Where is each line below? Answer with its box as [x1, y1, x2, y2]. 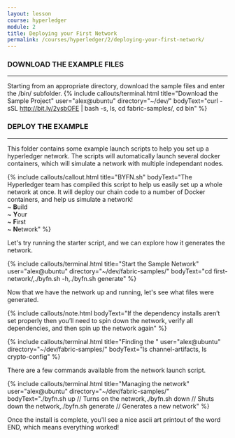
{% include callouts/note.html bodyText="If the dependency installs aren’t [7, 309, 220, 317]
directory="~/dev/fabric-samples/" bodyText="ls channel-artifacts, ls [7, 345, 207, 353]
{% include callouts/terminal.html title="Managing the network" [7, 379, 190, 388]
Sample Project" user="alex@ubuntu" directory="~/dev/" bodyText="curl [7, 97, 218, 105]
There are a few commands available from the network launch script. [7, 366, 206, 374]
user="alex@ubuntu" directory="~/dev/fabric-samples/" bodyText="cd [7, 267, 212, 275]
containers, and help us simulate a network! [7, 195, 134, 203]
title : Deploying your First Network [7, 29, 117, 37]
